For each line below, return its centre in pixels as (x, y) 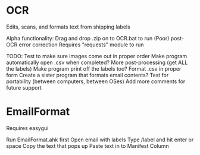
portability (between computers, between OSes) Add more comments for (96, 81)
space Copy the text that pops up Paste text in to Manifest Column (88, 145)
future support (24, 87)
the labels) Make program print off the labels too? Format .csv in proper (94, 68)
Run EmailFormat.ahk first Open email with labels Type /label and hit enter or (100, 140)
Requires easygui (27, 128)
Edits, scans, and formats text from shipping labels (68, 27)
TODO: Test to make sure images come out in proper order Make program (97, 56)
